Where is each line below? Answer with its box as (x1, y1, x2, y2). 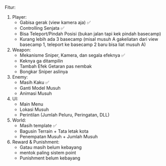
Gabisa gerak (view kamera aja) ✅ (19, 20, 91, 25)
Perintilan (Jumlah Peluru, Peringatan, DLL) (19, 112, 110, 118)
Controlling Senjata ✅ (19, 25, 65, 31)
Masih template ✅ (19, 123, 57, 128)
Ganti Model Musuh (19, 85, 61, 91)
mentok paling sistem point (19, 150, 76, 155)
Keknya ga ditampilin (19, 58, 64, 64)
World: (12, 117, 26, 123)
